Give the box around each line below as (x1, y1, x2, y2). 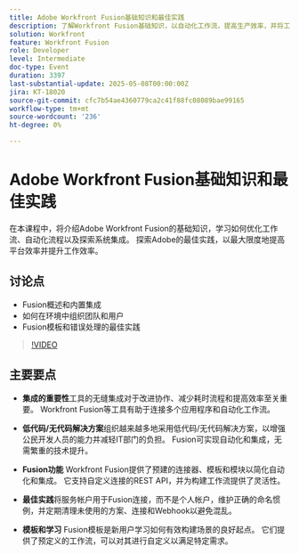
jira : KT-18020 (9, 87, 66, 96)
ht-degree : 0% (9, 121, 62, 130)
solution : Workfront (9, 29, 86, 38)
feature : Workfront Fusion (9, 37, 109, 47)
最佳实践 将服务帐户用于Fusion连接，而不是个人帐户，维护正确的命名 (21, 493, 273, 504)
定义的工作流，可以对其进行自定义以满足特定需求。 (45, 535, 233, 546)
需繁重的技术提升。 (21, 444, 93, 455)
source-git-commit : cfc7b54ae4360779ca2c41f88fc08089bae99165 (9, 95, 245, 105)
